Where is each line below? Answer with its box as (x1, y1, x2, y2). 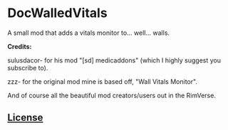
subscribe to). (7, 63, 48, 72)
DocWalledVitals (7, 5, 108, 21)
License (7, 112, 43, 124)
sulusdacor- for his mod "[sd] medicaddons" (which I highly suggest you (7, 55, 221, 65)
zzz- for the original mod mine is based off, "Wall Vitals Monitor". (7, 77, 198, 86)
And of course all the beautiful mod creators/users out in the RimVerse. (7, 91, 216, 99)
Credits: (7, 42, 32, 50)
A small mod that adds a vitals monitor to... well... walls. (7, 28, 170, 37)
